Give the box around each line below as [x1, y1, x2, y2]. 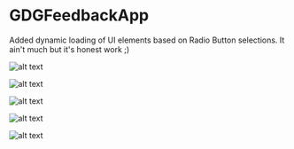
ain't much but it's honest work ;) [9, 43, 130, 54]
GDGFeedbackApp [9, 5, 149, 26]
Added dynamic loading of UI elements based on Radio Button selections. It [9, 35, 285, 45]
